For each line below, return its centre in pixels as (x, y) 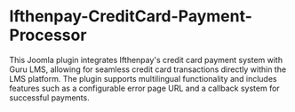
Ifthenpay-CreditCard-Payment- (131, 16)
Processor (48, 35)
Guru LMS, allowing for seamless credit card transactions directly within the (148, 69)
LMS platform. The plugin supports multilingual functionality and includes (143, 78)
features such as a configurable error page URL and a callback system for (144, 88)
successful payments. (50, 97)
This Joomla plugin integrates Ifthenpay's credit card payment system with (146, 60)
